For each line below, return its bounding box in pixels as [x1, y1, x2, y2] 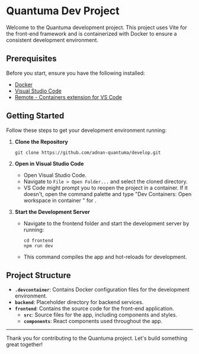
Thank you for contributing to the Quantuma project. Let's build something [6, 334, 188, 342]
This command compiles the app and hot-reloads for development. [23, 253, 187, 260]
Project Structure [6, 270, 71, 280]
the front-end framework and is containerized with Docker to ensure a [6, 30, 177, 37]
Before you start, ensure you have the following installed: [6, 69, 145, 77]
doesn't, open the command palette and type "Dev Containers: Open [23, 190, 192, 197]
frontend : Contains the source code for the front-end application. [14, 305, 175, 312]
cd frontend [23, 238, 53, 244]
